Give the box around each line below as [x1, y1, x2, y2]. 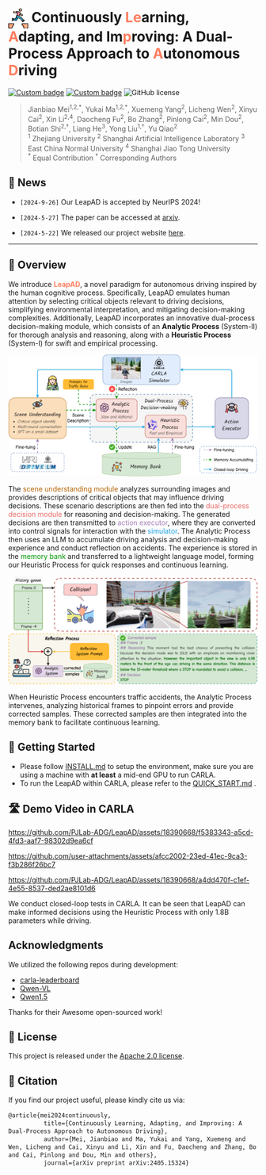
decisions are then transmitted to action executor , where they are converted [8, 518, 256, 527]
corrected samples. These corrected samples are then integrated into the [8, 710, 248, 719]
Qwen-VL [19, 983, 51, 993]
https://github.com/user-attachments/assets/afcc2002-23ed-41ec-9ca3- [8, 851, 248, 860]
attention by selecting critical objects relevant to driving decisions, [8, 296, 225, 305]
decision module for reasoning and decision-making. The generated [8, 510, 230, 519]
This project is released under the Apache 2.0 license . [8, 1051, 184, 1061]
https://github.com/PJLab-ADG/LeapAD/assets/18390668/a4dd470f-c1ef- [8, 875, 250, 884]
